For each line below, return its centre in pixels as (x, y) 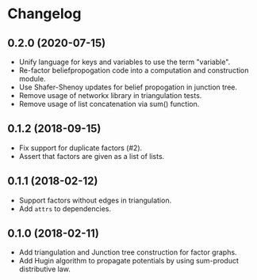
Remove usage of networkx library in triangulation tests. (110, 95)
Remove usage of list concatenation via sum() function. (109, 104)
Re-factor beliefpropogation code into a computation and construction (134, 70)
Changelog (44, 14)
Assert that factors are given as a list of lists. (92, 156)
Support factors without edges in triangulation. (95, 200)
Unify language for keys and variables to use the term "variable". (125, 62)
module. (32, 79)
